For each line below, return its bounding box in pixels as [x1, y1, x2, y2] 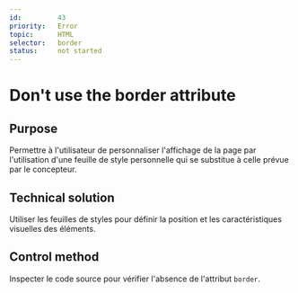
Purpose [9, 120, 58, 136]
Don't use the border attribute [9, 85, 236, 106]
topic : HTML [9, 30, 74, 39]
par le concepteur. [9, 164, 77, 175]
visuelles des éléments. [9, 223, 96, 234]
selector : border [9, 38, 83, 48]
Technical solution [9, 190, 115, 205]
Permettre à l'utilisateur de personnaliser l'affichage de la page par [9, 145, 257, 155]
